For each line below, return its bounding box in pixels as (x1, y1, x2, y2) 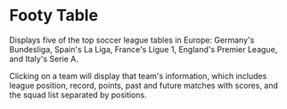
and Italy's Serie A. (9, 53, 78, 64)
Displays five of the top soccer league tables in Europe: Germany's (9, 35, 255, 45)
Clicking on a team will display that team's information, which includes (9, 70, 267, 81)
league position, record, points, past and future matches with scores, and (9, 80, 279, 90)
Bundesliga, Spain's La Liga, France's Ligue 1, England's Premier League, (9, 43, 278, 54)
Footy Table (9, 5, 99, 26)
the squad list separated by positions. (9, 90, 147, 100)
